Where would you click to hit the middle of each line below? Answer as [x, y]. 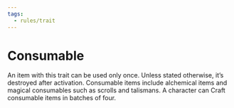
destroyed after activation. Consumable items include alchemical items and [117, 83]
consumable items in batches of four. [62, 98]
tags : [15, 14]
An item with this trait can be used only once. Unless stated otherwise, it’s [116, 75]
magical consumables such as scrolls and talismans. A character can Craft [116, 90]
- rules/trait [34, 21]
